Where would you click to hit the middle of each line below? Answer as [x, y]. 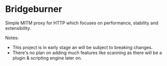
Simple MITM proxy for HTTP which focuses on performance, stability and [82, 23]
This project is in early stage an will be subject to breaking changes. [82, 47]
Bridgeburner [34, 9]
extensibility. [18, 28]
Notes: [12, 38]
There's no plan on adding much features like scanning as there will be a [87, 53]
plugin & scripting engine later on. [47, 58]
